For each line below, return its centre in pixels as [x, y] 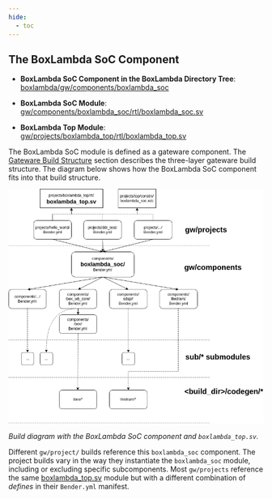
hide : [17, 17]
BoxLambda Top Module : [63, 128]
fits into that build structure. [55, 177]
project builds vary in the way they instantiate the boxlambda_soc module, [130, 461]
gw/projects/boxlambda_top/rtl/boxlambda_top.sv [103, 136]
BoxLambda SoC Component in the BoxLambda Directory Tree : [128, 79]
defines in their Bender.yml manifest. [69, 487]
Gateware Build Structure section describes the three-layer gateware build [132, 160]
